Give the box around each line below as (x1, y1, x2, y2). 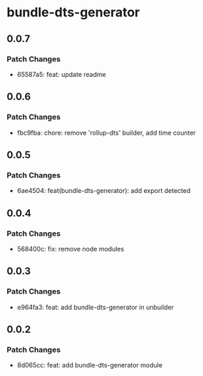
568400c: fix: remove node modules (16, 244, 125, 253)
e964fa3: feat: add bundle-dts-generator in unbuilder (16, 303, 175, 311)
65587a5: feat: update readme (16, 70, 106, 78)
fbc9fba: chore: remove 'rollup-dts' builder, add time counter (16, 128, 197, 137)
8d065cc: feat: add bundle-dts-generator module (16, 361, 163, 370)
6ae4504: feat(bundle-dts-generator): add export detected (16, 187, 191, 195)
